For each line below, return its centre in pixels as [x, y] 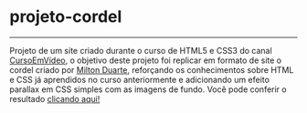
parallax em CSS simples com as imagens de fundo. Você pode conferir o [148, 89]
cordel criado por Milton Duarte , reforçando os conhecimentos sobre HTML [152, 69]
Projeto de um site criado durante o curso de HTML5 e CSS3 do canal [141, 50]
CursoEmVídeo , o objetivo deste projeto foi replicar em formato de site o [145, 60]
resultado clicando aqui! [55, 98]
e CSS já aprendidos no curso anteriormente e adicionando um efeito [139, 79]
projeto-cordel [66, 17]
